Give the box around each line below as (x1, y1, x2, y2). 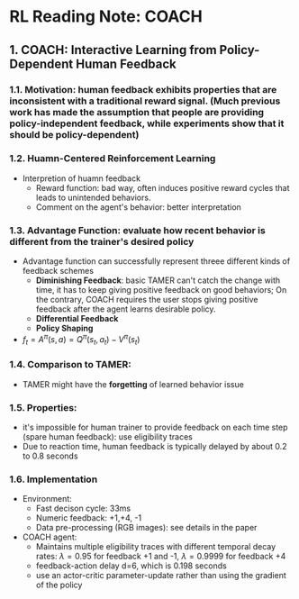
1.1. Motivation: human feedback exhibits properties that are (9, 83, 277, 95)
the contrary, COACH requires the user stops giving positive (35, 295, 258, 305)
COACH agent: (22, 531, 77, 542)
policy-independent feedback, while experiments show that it (9, 117, 285, 130)
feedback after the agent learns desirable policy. (35, 304, 216, 314)
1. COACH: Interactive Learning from (9, 42, 218, 58)
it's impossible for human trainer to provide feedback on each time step (22, 422, 288, 433)
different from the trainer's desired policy (9, 235, 195, 248)
